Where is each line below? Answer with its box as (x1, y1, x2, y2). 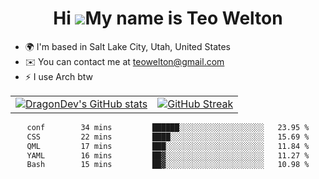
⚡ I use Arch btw (24, 70, 94, 82)
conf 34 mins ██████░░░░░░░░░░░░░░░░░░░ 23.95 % (26, 122, 310, 132)
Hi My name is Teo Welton (53, 7, 283, 30)
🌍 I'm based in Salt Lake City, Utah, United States (24, 40, 231, 52)
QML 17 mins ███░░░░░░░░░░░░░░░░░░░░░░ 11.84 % (26, 141, 310, 151)
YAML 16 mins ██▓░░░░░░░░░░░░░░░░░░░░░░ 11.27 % (26, 150, 310, 161)
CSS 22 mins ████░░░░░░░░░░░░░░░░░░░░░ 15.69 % (26, 132, 310, 142)
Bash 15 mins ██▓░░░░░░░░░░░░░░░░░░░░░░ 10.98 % (26, 160, 310, 170)
